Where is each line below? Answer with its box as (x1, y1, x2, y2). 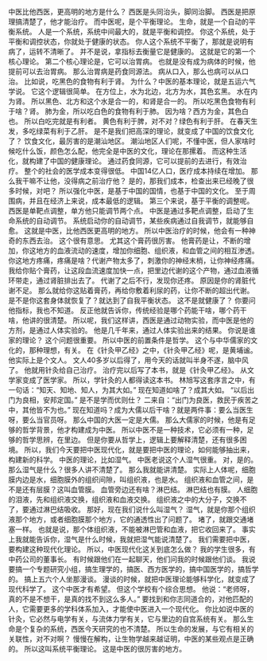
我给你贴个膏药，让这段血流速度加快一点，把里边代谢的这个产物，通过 (8, 266, 238, 275)
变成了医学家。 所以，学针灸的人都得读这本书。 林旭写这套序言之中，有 (21, 375, 256, 385)
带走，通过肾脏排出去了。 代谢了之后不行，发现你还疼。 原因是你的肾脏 (14, 276, 249, 285)
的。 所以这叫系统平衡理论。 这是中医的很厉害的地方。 (8, 644, 187, 653)
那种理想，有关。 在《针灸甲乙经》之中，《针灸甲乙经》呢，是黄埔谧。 (29, 346, 257, 354)
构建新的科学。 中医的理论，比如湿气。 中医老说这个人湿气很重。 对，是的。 (8, 455, 258, 464)
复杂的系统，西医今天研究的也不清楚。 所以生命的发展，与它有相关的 (29, 624, 254, 633)
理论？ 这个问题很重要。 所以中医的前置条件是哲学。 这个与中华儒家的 (21, 335, 251, 345)
